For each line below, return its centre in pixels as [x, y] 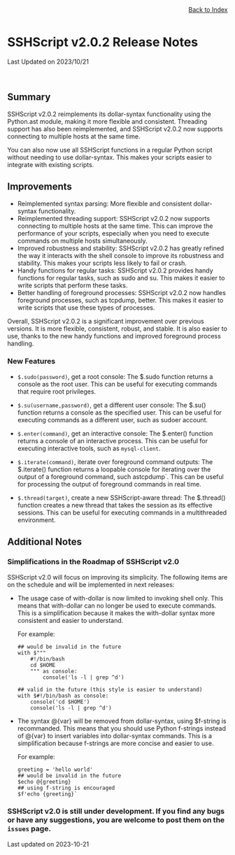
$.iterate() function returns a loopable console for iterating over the [114, 469]
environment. [36, 519]
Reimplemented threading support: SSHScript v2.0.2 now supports [114, 218]
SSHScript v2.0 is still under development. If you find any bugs [116, 812]
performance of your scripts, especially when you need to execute [113, 233]
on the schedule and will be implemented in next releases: [91, 584]
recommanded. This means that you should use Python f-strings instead [121, 728]
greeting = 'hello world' [55, 769]
